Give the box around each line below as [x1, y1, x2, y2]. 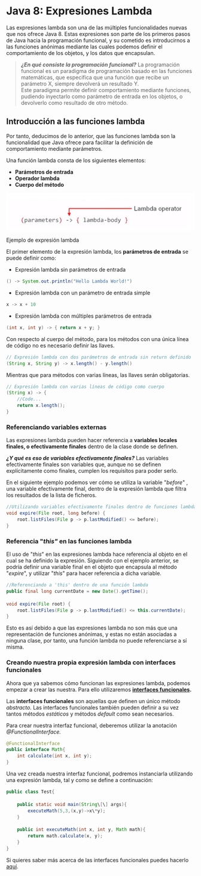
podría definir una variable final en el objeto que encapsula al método [6, 564, 178, 571]
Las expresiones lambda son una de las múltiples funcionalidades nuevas [6, 24, 187, 31]
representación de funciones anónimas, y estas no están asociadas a [6, 631, 177, 638]
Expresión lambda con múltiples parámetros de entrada [14, 312, 152, 320]
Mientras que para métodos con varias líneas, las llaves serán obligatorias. [6, 371, 190, 378]
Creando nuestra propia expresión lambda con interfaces [6, 658, 176, 667]
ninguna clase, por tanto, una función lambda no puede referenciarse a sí [6, 637, 187, 644]
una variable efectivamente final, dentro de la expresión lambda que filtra [6, 485, 187, 492]
